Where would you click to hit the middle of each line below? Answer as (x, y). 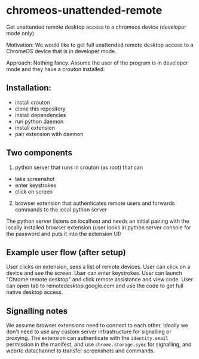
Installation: (29, 88)
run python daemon (39, 121)
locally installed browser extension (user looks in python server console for (99, 227)
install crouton (32, 102)
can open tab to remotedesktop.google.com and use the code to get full (95, 286)
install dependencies (40, 115)
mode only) (20, 33)
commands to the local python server (61, 209)
